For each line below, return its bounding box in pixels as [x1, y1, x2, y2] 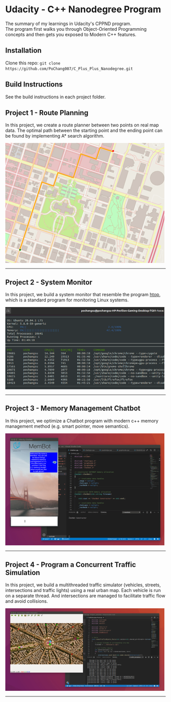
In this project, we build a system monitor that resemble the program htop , [5, 292, 161, 298]
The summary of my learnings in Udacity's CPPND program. [5, 20, 131, 27]
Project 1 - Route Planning [5, 108, 89, 117]
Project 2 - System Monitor [5, 278, 93, 287]
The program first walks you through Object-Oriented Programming [5, 26, 147, 32]
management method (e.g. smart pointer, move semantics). [5, 423, 130, 429]
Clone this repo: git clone [5, 60, 61, 66]
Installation [5, 46, 42, 55]
